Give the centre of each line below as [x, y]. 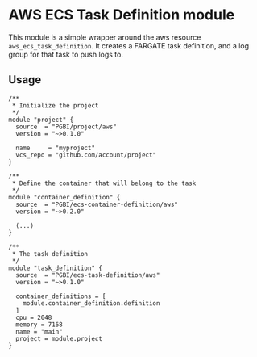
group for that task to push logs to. [66, 54]
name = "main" [39, 332]
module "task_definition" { [56, 268]
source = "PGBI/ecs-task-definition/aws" [88, 275]
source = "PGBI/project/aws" [66, 127]
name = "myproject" [55, 148]
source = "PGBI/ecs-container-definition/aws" [97, 204]
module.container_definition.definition [91, 303]
